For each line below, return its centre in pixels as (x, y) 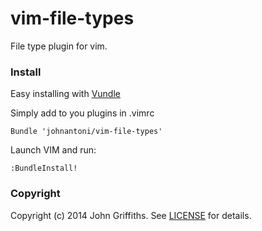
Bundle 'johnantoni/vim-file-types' (86, 132)
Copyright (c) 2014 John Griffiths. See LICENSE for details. (131, 215)
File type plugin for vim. (59, 46)
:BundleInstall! (44, 168)
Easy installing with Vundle (65, 94)
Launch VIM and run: (53, 150)
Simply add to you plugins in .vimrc (82, 113)
